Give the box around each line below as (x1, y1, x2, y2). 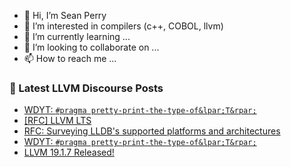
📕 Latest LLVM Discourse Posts (9, 81, 164, 95)
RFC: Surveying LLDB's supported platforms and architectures (23, 125, 281, 137)
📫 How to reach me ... (23, 53, 117, 64)
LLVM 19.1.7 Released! (23, 146, 115, 159)
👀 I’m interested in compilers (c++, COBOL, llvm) (23, 20, 224, 32)
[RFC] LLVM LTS (23, 115, 92, 127)
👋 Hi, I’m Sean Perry (23, 10, 107, 21)
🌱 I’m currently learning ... (23, 31, 131, 42)
